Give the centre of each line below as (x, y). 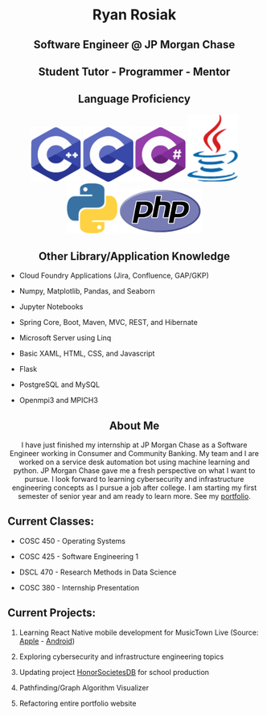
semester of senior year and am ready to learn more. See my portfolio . (134, 496)
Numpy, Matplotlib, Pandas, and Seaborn (87, 291)
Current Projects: (51, 613)
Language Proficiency (134, 99)
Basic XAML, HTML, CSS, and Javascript (87, 354)
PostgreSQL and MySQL (60, 385)
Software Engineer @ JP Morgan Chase (134, 45)
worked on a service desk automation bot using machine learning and (134, 462)
